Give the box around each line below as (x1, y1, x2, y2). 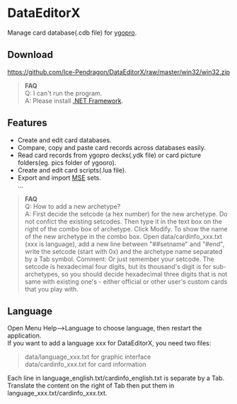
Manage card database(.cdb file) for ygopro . (7, 28, 137, 37)
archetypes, (24, 270, 60, 278)
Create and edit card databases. (17, 136, 112, 144)
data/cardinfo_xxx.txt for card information (24, 360, 146, 369)
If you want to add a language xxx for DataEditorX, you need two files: (7, 339, 212, 347)
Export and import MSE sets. (17, 173, 101, 182)
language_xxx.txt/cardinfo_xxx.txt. (7, 389, 108, 398)
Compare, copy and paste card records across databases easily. (17, 143, 207, 151)
